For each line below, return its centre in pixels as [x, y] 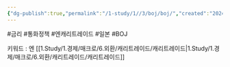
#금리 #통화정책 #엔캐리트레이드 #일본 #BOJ [67, 33]
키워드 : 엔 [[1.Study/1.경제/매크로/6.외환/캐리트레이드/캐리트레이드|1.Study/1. [111, 48]
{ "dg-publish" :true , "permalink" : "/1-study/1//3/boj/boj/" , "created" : [108, 13]
